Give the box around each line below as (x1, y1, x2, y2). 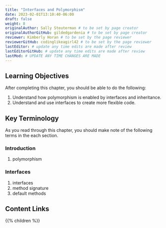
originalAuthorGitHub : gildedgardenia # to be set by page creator (5, 30, 148, 35)
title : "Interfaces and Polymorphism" (5, 7, 85, 12)
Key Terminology (5, 114, 59, 122)
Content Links (5, 204, 50, 213)
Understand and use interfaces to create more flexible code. (12, 100, 136, 106)
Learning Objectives (5, 71, 69, 80)
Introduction (5, 145, 36, 152)
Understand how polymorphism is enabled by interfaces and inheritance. (12, 95, 162, 101)
